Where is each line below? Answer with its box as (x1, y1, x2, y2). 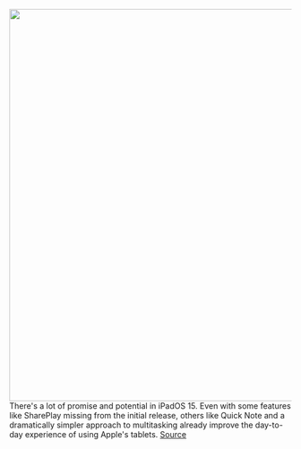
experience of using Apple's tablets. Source (25, 429, 186, 439)
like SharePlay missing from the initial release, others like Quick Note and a (9, 410, 285, 420)
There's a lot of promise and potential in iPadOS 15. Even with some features (9, 401, 291, 411)
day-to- (254, 419, 284, 430)
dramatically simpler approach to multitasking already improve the (9, 419, 254, 430)
